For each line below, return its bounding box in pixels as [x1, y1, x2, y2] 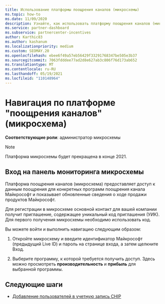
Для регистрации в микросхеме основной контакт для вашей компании [5, 206, 157, 212]
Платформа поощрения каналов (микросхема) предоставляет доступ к [5, 181, 156, 187]
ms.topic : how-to [5, 12, 41, 17]
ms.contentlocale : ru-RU [5, 67, 56, 72]
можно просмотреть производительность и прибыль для [12, 261, 136, 267]
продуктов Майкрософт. [5, 197, 56, 203]
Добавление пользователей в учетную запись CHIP [12, 294, 121, 300]
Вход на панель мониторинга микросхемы [5, 168, 144, 176]
